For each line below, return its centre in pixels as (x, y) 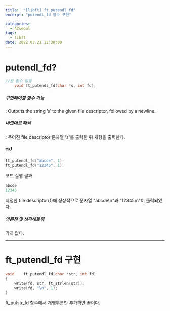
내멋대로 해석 (18, 123)
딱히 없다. (15, 233)
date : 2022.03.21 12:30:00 (34, 43)
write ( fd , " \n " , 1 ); (36, 288)
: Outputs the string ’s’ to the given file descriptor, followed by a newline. (80, 111)
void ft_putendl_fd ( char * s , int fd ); (55, 86)
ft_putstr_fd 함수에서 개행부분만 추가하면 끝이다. (53, 303)
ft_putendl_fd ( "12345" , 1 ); (35, 166)
